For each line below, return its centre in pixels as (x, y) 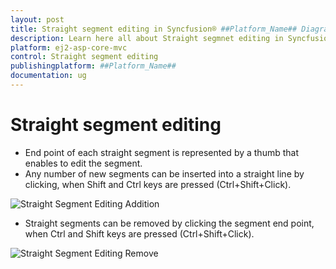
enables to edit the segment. (83, 163)
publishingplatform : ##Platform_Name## (93, 66)
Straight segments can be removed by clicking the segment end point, (169, 223)
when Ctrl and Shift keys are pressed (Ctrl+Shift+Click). (139, 233)
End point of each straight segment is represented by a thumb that (161, 152)
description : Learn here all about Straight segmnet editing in (147, 38)
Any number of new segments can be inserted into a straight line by (164, 173)
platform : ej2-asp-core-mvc (69, 47)
